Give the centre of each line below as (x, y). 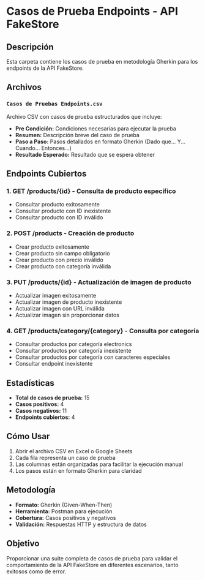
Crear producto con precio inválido (59, 260)
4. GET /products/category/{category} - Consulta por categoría (103, 331)
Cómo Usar (28, 436)
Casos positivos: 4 (39, 404)
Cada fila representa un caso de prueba (65, 458)
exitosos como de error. (36, 571)
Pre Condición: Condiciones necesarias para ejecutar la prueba (95, 128)
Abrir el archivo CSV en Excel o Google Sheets (74, 451)
